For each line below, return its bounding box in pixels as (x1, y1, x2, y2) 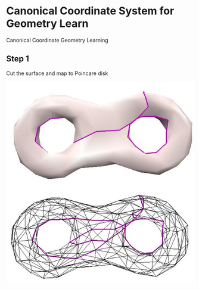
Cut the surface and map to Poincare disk (6, 70, 108, 77)
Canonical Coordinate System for (6, 4, 175, 18)
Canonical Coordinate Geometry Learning (6, 36, 108, 43)
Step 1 (6, 54, 30, 64)
